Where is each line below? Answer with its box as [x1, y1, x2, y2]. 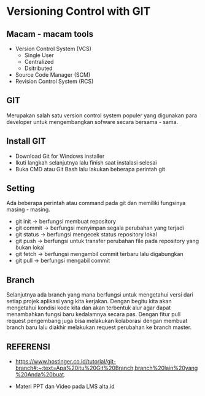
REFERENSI [6, 341, 50, 352]
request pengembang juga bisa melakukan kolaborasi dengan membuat [6, 317, 188, 325]
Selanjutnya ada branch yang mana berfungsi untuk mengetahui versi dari [6, 291, 193, 298]
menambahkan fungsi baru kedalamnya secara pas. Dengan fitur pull [6, 311, 181, 318]
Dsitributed [24, 64, 53, 72]
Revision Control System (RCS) [15, 78, 94, 85]
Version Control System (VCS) [15, 45, 92, 52]
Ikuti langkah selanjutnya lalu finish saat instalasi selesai [15, 158, 157, 166]
